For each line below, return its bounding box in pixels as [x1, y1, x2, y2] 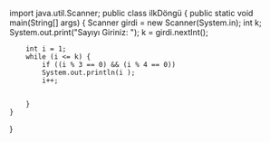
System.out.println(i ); [42, 68, 136, 77]
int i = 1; [25, 44, 67, 53]
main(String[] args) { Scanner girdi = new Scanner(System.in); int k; [9, 17, 262, 28]
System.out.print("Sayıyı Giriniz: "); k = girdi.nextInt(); [9, 27, 208, 37]
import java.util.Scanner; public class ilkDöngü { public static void [9, 8, 254, 18]
